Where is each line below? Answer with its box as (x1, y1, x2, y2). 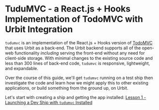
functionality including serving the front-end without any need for (14, 50, 145, 56)
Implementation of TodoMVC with (5, 14, 144, 25)
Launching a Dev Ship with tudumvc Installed (5, 99, 93, 105)
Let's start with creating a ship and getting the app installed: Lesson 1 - (5, 94, 146, 100)
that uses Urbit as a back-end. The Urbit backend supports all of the (5, 45, 141, 51)
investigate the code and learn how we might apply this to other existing (5, 80, 148, 85)
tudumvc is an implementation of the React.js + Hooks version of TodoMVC (5, 40, 153, 45)
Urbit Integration (5, 24, 73, 35)
